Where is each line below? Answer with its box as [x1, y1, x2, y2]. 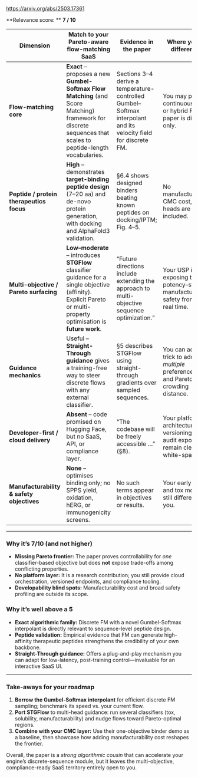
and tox [163, 486, 184, 494]
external [66, 393, 90, 401]
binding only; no [66, 479, 111, 487]
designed [116, 179, 143, 187]
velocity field [116, 129, 152, 137]
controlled [116, 92, 145, 100]
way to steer [66, 371, 101, 379]
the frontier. [14, 740, 44, 747]
